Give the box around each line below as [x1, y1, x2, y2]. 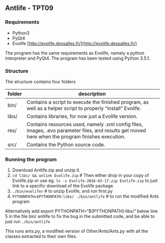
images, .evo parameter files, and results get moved [27, 127, 146, 134]
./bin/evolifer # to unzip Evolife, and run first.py [12, 188, 113, 194]
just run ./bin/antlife [5, 219, 51, 225]
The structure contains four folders [5, 78, 76, 84]
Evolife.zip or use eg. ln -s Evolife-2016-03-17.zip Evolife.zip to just [12, 177, 158, 184]
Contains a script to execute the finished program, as [27, 99, 149, 105]
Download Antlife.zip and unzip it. [12, 167, 81, 173]
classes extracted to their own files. [5, 234, 77, 240]
